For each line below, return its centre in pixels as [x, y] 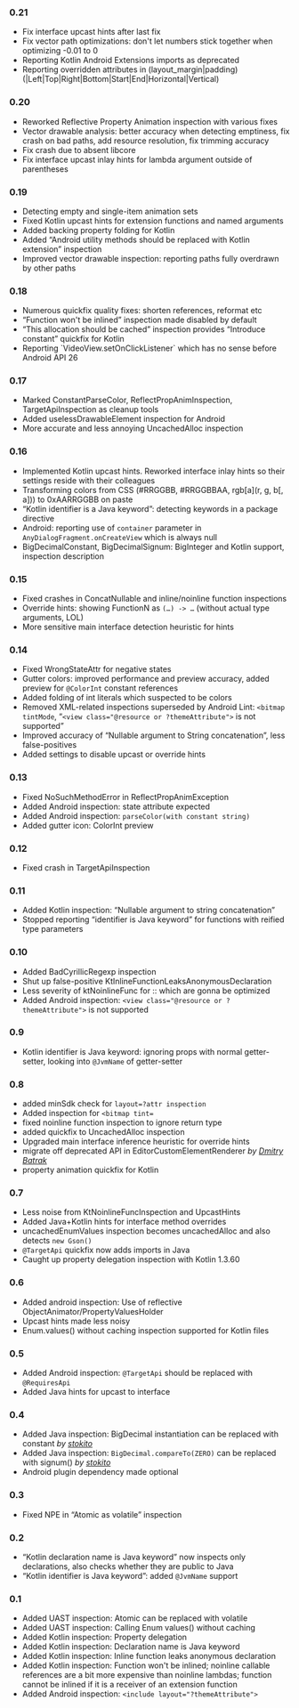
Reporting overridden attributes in [84, 69]
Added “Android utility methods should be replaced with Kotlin [136, 239]
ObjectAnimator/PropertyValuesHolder [93, 1311]
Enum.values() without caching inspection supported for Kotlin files [145, 1330]
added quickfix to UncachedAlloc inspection [103, 1132]
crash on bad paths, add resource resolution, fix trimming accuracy [145, 141]
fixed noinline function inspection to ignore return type [122, 1122]
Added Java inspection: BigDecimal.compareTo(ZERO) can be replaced [149, 1453]
